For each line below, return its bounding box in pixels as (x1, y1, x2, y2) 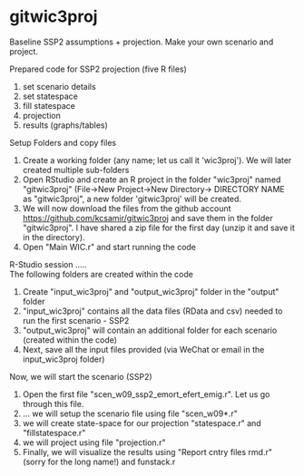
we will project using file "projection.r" (22, 437, 166, 448)
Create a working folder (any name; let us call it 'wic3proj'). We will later (22, 154, 292, 165)
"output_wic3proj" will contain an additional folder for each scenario (22, 325, 278, 335)
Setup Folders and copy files (9, 137, 116, 148)
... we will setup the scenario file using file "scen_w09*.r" (22, 408, 238, 419)
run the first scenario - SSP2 (22, 315, 130, 325)
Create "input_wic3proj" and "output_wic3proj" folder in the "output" (22, 286, 279, 296)
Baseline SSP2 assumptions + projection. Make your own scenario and (9, 36, 274, 47)
